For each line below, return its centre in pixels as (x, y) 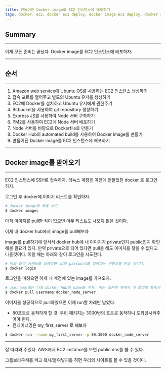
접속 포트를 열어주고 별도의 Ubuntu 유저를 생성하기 (61, 97)
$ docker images (22, 211)
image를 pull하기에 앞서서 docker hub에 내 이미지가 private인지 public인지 (78, 242)
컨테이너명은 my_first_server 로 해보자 (49, 325)
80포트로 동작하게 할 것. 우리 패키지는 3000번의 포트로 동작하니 (74, 313)
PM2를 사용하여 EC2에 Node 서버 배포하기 (54, 122)
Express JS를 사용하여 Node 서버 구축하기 (54, 116)
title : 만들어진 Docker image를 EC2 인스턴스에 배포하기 (58, 10)
